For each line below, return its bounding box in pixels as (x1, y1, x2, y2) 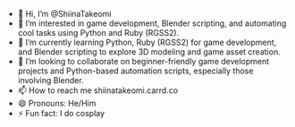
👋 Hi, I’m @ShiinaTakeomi (17, 9, 112, 19)
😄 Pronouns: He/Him (17, 98, 97, 108)
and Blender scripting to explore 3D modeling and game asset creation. (17, 47, 281, 57)
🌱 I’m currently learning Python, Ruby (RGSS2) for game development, (17, 37, 277, 47)
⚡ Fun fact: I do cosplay (17, 108, 105, 118)
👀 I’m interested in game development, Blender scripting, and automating (17, 18, 287, 29)
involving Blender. (17, 75, 84, 85)
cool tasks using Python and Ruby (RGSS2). (17, 28, 180, 38)
